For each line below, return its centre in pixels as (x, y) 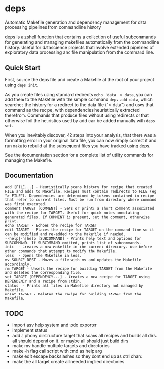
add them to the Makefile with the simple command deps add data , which (79, 99)
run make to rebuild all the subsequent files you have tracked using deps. (78, 146)
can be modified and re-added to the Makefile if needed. (65, 234)
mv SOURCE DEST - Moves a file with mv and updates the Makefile (73, 260)
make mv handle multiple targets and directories (61, 346)
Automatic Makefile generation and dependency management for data (76, 22)
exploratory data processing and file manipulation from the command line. (80, 52)
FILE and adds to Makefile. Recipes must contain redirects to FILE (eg (81, 191)
